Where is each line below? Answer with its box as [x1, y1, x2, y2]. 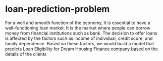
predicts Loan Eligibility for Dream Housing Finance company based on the [5, 46, 158, 52]
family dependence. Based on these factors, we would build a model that [5, 40, 155, 46]
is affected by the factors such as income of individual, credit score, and [5, 35, 153, 41]
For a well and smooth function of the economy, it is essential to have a [5, 20, 150, 26]
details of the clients [5, 51, 47, 57]
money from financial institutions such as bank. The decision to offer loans [5, 30, 158, 36]
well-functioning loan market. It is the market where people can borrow [5, 25, 151, 30]
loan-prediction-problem [5, 3, 110, 15]
